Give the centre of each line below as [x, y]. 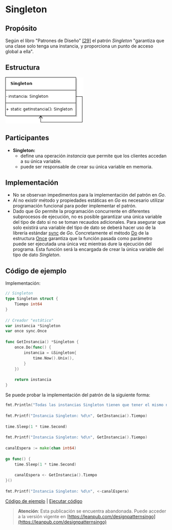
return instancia [33, 380]
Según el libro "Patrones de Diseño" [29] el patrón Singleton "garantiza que [85, 40]
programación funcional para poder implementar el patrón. [74, 206]
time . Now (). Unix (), [53, 358]
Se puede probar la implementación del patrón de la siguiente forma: [78, 395]
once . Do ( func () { [33, 347]
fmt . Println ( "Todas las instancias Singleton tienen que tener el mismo [84, 405]
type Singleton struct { [32, 299]
